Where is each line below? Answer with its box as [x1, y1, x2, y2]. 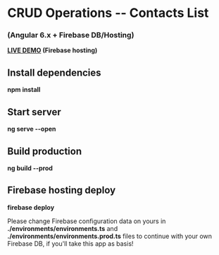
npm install [7, 85, 41, 94]
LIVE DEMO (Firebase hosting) [7, 46, 98, 54]
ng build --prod [7, 164, 53, 172]
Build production [7, 145, 82, 157]
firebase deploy [7, 203, 55, 211]
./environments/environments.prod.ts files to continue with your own [7, 232, 213, 240]
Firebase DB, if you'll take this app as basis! [7, 239, 134, 248]
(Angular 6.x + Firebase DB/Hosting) [7, 30, 134, 40]
